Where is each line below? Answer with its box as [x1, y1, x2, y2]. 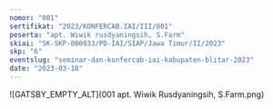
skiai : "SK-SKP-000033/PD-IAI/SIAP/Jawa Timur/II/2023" [9, 38, 226, 48]
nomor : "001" [9, 13, 59, 23]
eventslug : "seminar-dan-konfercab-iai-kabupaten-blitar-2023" [9, 55, 255, 64]
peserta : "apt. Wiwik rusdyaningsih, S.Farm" [9, 30, 185, 39]
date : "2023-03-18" [9, 64, 84, 74]
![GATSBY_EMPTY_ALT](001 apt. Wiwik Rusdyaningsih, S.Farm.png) [9, 88, 265, 100]
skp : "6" [9, 47, 43, 56]
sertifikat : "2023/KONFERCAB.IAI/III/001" [9, 22, 173, 31]
